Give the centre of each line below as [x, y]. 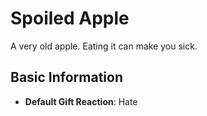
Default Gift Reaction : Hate [81, 101]
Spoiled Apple [70, 18]
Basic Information [67, 77]
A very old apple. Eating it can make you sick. [104, 46]
